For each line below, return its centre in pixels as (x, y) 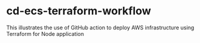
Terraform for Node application (45, 33)
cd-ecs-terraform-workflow (79, 11)
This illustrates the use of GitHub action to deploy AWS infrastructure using (100, 27)
